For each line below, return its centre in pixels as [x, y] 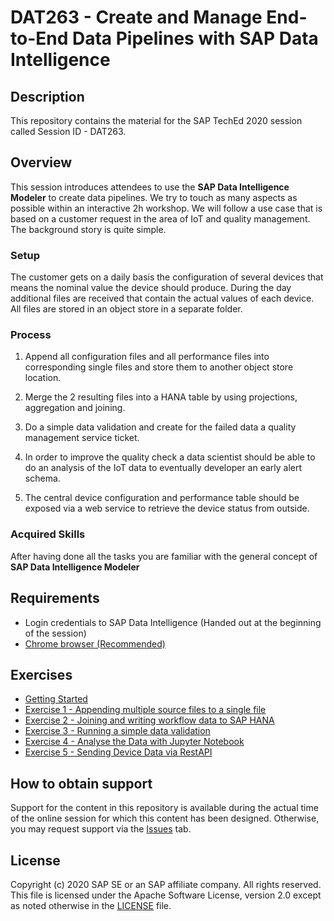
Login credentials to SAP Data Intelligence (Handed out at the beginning [173, 622]
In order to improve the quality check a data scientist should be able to [170, 457]
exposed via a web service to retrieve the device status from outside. [167, 508]
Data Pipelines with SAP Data [195, 38]
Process [31, 335]
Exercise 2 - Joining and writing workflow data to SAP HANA [149, 720]
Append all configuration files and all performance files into [147, 357]
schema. [42, 478]
